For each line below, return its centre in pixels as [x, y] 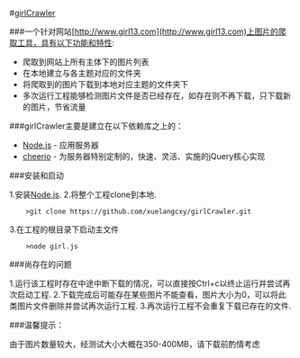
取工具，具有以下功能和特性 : [62, 43]
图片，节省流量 [58, 107]
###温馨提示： [37, 325]
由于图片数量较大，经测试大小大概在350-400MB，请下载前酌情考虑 [135, 344]
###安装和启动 [37, 175]
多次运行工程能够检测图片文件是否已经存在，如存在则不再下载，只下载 [153, 95]
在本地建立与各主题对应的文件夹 [82, 73]
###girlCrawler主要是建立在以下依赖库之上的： [97, 126]
